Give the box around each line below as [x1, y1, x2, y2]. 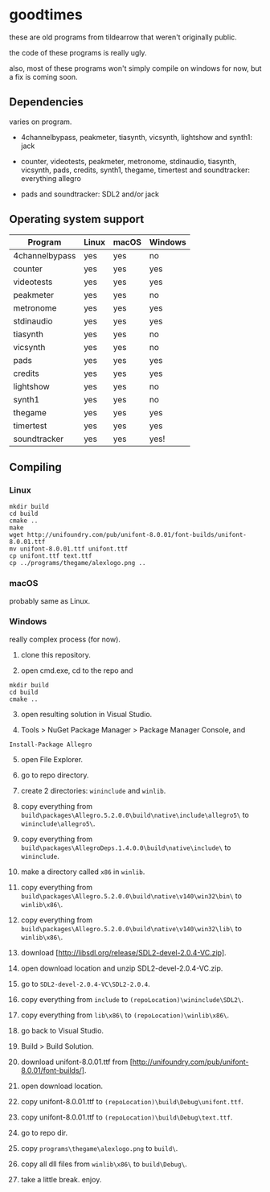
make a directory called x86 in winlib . [20, 867, 145, 876]
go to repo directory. [20, 770, 89, 780]
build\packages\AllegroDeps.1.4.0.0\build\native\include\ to [20, 843, 231, 852]
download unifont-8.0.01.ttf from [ [20, 1057, 133, 1066]
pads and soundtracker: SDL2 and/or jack [20, 189, 160, 199]
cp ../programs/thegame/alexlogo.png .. [9, 559, 147, 567]
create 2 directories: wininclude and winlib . [20, 786, 166, 795]
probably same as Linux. [9, 596, 91, 605]
